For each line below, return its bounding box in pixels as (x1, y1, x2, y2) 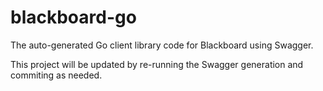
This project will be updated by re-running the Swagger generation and (10, 58, 304, 70)
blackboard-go (10, 6, 137, 29)
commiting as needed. (10, 69, 103, 81)
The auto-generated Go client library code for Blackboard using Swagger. (10, 39, 314, 51)
